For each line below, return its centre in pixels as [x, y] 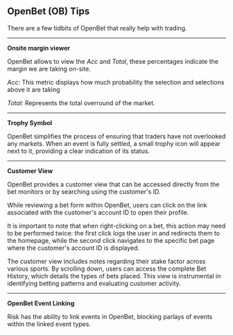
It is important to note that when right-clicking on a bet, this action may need [116, 226]
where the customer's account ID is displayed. [74, 248]
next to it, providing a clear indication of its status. [79, 151]
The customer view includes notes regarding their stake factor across [106, 261]
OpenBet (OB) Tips [49, 11]
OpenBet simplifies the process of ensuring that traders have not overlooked [116, 136]
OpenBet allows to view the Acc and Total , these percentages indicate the [113, 61]
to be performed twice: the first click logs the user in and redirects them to [114, 233]
